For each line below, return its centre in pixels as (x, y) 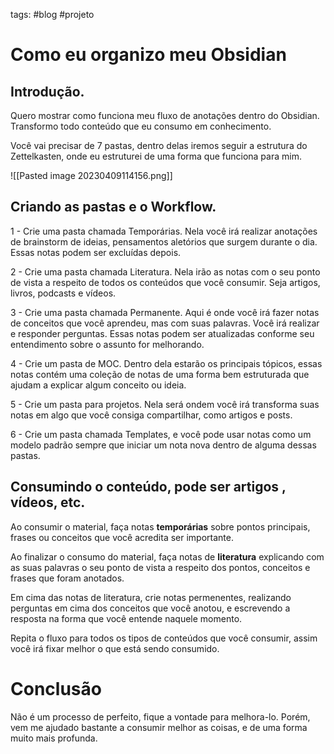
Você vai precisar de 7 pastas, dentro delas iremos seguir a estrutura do (159, 145)
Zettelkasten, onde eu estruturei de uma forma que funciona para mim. (156, 156)
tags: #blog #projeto (52, 14)
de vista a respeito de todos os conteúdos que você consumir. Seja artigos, (165, 282)
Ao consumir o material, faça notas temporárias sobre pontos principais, (160, 526)
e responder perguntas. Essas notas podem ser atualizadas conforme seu (162, 333)
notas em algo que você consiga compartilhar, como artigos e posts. (151, 415)
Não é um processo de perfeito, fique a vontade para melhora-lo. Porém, (160, 716)
